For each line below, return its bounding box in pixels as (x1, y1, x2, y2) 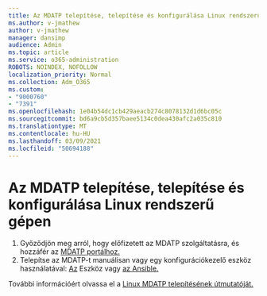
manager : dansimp (8, 33, 66, 42)
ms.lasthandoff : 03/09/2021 (8, 136, 102, 145)
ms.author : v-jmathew (8, 19, 80, 27)
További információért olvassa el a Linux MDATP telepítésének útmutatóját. (8, 279, 254, 289)
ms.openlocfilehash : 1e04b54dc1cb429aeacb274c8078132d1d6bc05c (8, 108, 222, 116)
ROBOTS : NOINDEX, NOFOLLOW (8, 63, 98, 71)
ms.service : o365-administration (8, 56, 119, 64)
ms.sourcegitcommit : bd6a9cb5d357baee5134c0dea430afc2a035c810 (8, 115, 222, 123)
